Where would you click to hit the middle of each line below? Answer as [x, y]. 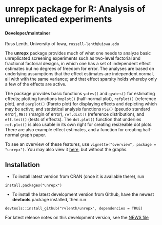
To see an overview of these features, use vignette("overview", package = [81, 144]
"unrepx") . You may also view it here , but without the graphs [66, 150]
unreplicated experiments [59, 19]
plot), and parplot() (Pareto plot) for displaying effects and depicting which [81, 104]
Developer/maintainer [28, 33]
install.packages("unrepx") [34, 186]
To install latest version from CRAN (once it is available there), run [78, 176]
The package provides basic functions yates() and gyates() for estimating [80, 94]
